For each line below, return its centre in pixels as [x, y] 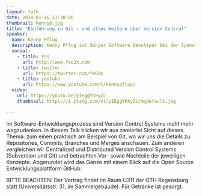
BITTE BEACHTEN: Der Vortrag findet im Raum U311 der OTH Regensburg [97, 180]
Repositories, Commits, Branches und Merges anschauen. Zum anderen [95, 142]
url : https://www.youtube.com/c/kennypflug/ [79, 85]
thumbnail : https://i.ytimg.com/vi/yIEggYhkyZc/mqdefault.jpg [96, 101]
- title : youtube [39, 79]
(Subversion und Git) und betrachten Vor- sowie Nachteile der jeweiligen [96, 155]
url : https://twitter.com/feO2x [63, 73]
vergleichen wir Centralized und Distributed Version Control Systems [91, 149]
